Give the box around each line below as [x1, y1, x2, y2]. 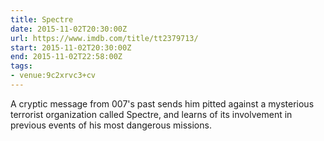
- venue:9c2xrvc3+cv [10, 71, 97, 81]
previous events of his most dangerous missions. [10, 119, 212, 131]
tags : [10, 61, 33, 71]
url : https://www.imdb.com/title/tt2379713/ [10, 33, 199, 43]
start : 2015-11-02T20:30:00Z [10, 42, 132, 53]
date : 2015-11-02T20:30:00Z [10, 24, 128, 34]
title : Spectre [10, 14, 74, 25]
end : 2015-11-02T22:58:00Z [10, 52, 123, 62]
